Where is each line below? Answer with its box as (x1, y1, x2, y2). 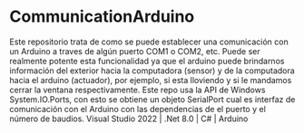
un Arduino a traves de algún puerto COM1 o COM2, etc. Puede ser (9, 45, 260, 56)
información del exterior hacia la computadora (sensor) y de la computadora (9, 65, 295, 76)
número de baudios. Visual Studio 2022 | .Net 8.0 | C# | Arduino (9, 113, 249, 124)
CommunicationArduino (9, 6, 195, 27)
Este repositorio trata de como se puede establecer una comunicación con (9, 36, 289, 47)
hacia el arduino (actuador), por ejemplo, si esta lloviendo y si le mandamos (9, 74, 292, 85)
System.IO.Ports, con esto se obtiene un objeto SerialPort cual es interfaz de (9, 93, 296, 105)
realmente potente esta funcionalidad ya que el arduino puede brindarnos (9, 55, 285, 66)
